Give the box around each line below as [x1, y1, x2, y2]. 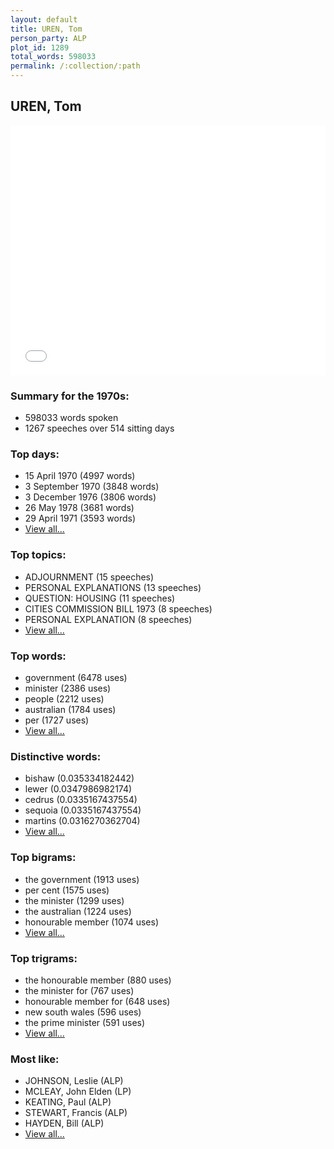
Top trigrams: [10, 951, 78, 965]
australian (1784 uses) [24, 704, 117, 715]
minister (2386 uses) [24, 682, 112, 694]
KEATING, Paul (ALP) [24, 1096, 112, 1108]
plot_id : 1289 [10, 42, 70, 53]
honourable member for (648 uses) [24, 995, 171, 1007]
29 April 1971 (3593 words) [24, 512, 136, 525]
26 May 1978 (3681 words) [24, 502, 135, 514]
